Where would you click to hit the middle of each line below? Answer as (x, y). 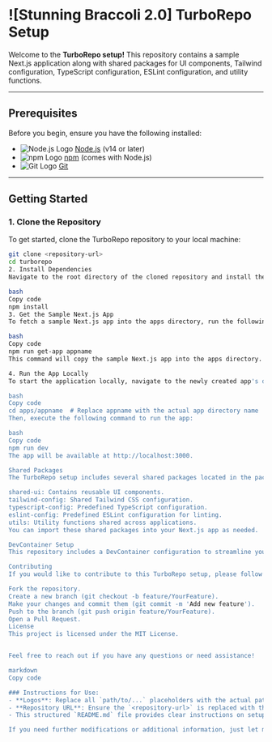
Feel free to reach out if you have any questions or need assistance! (132, 656)
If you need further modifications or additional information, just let (134, 730)
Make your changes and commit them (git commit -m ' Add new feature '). (132, 604)
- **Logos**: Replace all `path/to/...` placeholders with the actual (130, 700)
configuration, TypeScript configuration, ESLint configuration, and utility (128, 71)
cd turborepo (30, 262)
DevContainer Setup (41, 544)
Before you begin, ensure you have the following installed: (105, 133)
